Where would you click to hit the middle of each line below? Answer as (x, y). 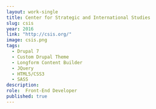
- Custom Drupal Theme (40, 57)
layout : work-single (32, 12)
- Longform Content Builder (47, 62)
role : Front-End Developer (42, 91)
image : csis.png (27, 40)
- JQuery (23, 68)
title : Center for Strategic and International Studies (78, 18)
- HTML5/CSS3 (28, 74)
